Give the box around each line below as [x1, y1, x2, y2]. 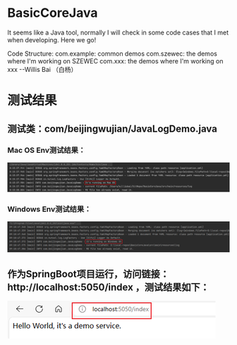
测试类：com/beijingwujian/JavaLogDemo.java [7, 123, 217, 134]
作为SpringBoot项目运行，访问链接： [7, 268, 170, 280]
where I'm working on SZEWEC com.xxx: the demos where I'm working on [7, 56, 224, 65]
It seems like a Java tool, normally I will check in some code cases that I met [7, 28, 229, 37]
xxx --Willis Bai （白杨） [7, 65, 78, 73]
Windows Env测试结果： [7, 204, 92, 214]
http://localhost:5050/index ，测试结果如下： [7, 281, 210, 293]
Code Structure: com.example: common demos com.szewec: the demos [7, 49, 217, 58]
